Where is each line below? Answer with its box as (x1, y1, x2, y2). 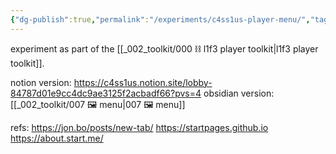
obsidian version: (203, 87, 275, 99)
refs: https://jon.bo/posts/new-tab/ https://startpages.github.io (10, 121, 269, 133)
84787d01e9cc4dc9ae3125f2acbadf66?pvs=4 (10, 87, 202, 99)
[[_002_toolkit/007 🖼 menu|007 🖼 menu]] (10, 98, 186, 110)
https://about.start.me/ (10, 132, 104, 144)
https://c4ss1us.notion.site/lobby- (73, 76, 213, 88)
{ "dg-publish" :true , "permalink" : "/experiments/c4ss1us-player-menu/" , (10, 14, 311, 25)
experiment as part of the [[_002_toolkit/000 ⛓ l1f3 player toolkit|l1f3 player (10, 42, 319, 55)
